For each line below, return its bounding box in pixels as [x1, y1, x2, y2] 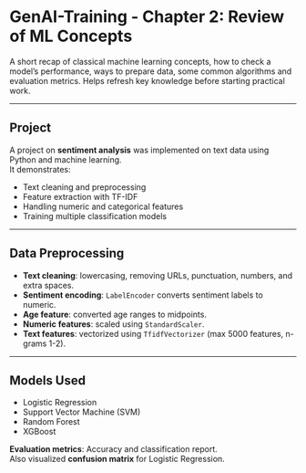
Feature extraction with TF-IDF [22, 191, 138, 202]
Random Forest [22, 416, 80, 427]
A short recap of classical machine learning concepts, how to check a [9, 56, 271, 67]
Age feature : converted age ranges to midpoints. [22, 309, 208, 320]
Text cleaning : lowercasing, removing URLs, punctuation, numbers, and [22, 269, 293, 280]
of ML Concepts [9, 26, 133, 47]
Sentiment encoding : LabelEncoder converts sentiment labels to [22, 289, 264, 300]
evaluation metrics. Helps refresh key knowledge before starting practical [9, 75, 285, 86]
